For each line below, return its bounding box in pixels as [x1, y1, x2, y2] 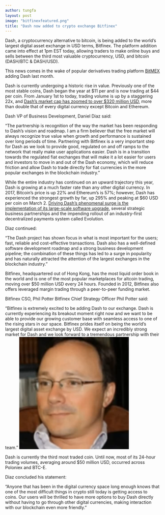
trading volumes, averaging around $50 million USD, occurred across [5, 459, 145, 465]
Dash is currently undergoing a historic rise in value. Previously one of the [5, 83, 155, 89]
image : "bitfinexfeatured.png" [5, 18, 69, 23]
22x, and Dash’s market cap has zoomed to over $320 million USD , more [5, 98, 152, 104]
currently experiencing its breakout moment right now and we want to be [5, 310, 153, 317]
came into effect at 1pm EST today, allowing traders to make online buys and [5, 48, 160, 54]
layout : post [5, 13, 32, 18]
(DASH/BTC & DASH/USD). [5, 59, 59, 64]
